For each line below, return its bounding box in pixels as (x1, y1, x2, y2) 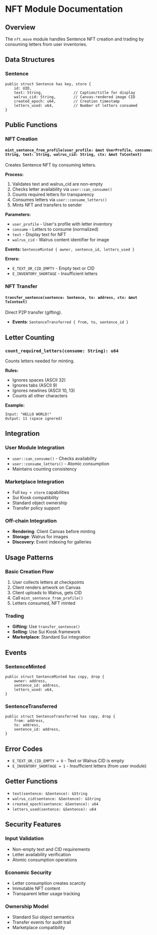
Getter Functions (5, 777, 58, 786)
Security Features (5, 820, 62, 829)
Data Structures (5, 56, 55, 64)
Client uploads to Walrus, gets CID (12, 589, 82, 595)
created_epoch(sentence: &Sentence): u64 (12, 802, 98, 806)
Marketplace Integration (5, 478, 64, 485)
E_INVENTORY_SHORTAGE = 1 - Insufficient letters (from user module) (12, 763, 147, 769)
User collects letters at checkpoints (12, 579, 85, 585)
